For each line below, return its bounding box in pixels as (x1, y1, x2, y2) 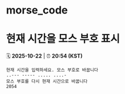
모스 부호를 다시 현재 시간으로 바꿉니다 (6, 79, 88, 85)
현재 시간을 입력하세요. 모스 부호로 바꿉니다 (6, 67, 99, 73)
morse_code (6, 4, 68, 17)
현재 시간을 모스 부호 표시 (6, 32, 120, 46)
